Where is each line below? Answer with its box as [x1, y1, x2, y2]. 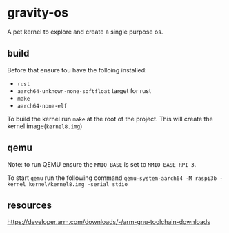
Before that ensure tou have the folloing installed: [7, 65, 147, 74]
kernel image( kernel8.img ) [7, 122, 83, 130]
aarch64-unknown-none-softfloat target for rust [17, 86, 152, 94]
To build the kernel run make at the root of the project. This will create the [7, 114, 214, 123]
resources [7, 199, 52, 211]
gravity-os [7, 5, 69, 21]
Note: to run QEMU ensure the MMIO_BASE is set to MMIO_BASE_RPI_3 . [7, 160, 197, 168]
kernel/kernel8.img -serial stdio [28, 181, 128, 188]
